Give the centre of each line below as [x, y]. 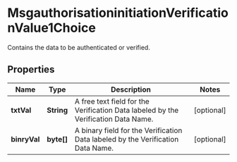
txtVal [21, 110]
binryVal [25, 139]
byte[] [57, 139]
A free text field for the [112, 101]
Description [131, 89]
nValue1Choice [52, 28]
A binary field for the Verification [128, 130]
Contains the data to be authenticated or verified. [79, 47]
